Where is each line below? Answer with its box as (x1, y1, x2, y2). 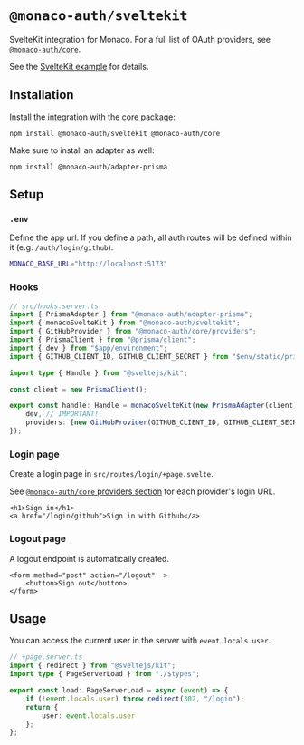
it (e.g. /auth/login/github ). (9, 242, 114, 253)
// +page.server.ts (9, 653, 83, 662)
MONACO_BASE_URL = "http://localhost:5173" (9, 259, 168, 269)
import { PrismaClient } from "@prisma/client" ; (9, 335, 196, 344)
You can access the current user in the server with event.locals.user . (9, 635, 271, 646)
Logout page (9, 533, 66, 546)
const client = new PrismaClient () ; (9, 384, 147, 394)
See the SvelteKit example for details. (9, 61, 149, 72)
